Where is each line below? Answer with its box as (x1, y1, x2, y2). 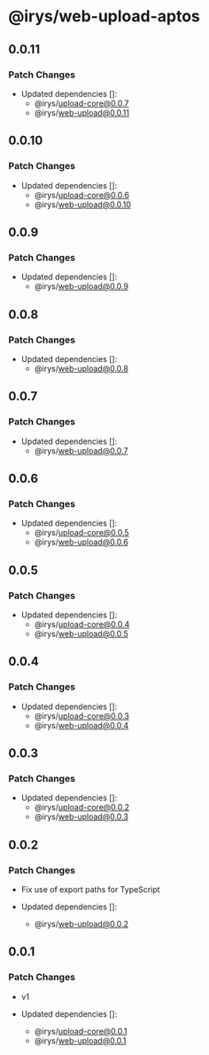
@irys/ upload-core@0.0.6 (34, 189, 130, 200)
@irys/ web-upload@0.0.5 (34, 629, 129, 639)
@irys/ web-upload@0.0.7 (34, 445, 128, 455)
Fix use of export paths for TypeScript (20, 884, 160, 895)
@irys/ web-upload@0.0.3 (34, 811, 129, 822)
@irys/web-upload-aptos (8, 6, 200, 27)
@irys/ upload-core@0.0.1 (34, 1026, 128, 1036)
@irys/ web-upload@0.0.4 (34, 720, 129, 730)
